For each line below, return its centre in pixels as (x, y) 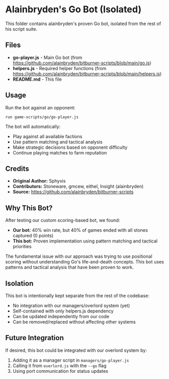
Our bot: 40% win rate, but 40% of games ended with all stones (80, 230)
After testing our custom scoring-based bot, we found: (63, 220)
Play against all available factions (47, 136)
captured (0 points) (33, 236)
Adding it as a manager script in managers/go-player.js (71, 360)
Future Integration (35, 338)
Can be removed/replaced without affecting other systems (74, 322)
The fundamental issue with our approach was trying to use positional (79, 256)
